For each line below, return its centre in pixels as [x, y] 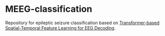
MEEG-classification [49, 9]
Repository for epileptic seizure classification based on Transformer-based [82, 23]
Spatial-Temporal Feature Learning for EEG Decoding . [60, 28]
